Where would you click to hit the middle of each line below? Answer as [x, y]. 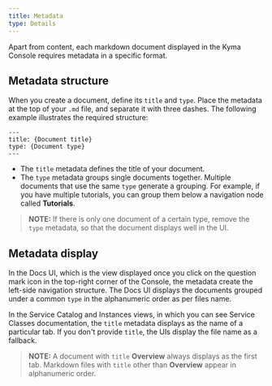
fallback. [23, 340]
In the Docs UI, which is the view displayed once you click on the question [132, 273]
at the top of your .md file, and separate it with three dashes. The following [133, 109]
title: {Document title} [50, 140]
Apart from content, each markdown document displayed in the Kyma [125, 46]
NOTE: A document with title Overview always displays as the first [142, 356]
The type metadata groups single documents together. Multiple [125, 178]
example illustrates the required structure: [78, 118]
